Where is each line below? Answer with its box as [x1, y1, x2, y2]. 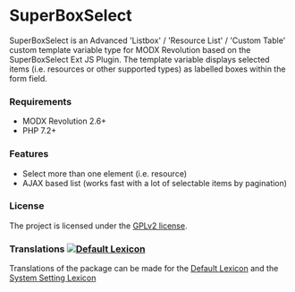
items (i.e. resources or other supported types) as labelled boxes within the [9, 64, 286, 74]
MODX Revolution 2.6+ [21, 116, 107, 126]
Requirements [9, 95, 72, 107]
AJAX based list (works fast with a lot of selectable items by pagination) [21, 177, 288, 188]
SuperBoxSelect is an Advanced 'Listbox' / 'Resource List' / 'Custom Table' [9, 35, 286, 46]
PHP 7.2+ [21, 125, 57, 136]
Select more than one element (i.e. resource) [21, 167, 188, 179]
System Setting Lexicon [9, 272, 97, 283]
